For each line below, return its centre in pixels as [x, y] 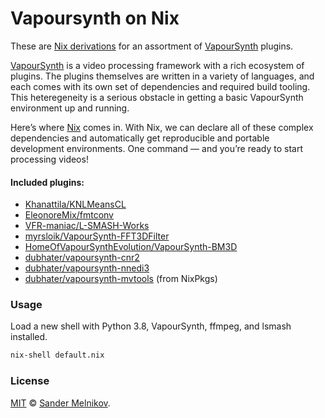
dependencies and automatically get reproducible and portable [140, 138]
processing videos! [49, 159]
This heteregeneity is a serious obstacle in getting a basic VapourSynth [157, 97]
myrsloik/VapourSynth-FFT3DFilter [97, 236]
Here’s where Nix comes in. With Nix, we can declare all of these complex [162, 127]
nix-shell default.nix [57, 355]
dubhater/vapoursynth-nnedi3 [87, 268]
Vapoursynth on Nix [95, 18]
